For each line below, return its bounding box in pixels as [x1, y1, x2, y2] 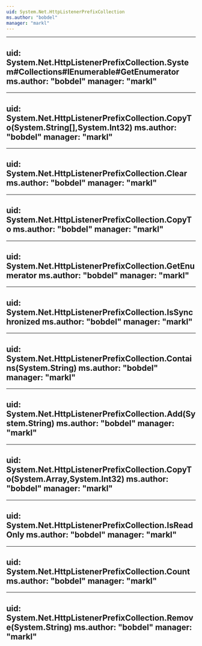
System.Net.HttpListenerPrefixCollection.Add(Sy [6, 409, 196, 419]
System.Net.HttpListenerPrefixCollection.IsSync [6, 307, 194, 317]
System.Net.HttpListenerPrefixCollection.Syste [6, 57, 189, 67]
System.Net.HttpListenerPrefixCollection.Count [6, 567, 191, 577]
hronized [6, 317, 41, 327]
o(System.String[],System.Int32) [6, 122, 133, 132]
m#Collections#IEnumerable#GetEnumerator [6, 67, 180, 77]
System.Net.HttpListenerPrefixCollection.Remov [6, 612, 194, 623]
